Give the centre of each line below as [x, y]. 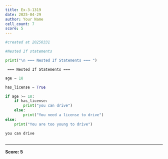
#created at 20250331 [28, 42]
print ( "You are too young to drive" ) [53, 124]
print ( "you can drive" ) [48, 106]
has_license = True [25, 87]
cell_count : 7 [20, 24]
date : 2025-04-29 [23, 15]
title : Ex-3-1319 [23, 10]
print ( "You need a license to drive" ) [63, 115]
